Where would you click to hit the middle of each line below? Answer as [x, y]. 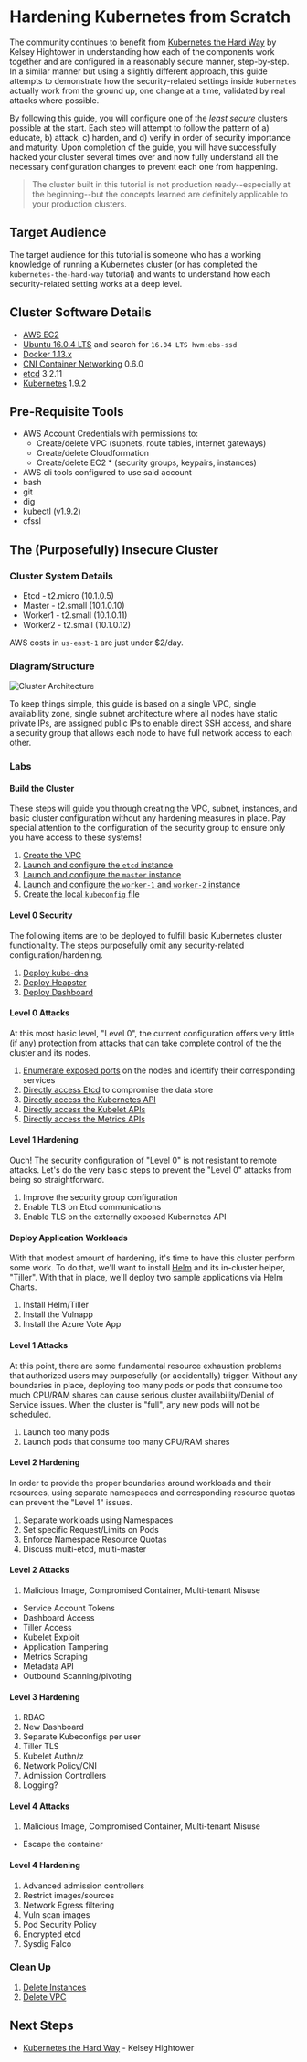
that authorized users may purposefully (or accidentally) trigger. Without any [153, 1375]
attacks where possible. [54, 100]
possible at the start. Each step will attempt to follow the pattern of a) [139, 128]
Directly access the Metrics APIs [84, 1119]
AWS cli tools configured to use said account [107, 473]
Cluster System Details [62, 576]
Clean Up [31, 1967]
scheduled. [31, 1414]
